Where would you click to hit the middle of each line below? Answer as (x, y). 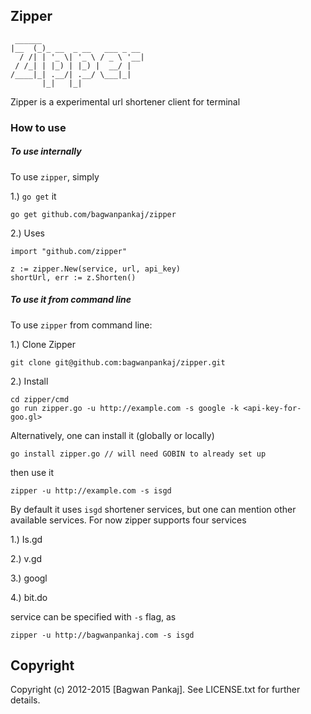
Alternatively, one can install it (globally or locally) (112, 435)
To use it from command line (71, 300)
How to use (38, 127)
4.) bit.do (29, 597)
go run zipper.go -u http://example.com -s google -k (125, 408)
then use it (32, 472)
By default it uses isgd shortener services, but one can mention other (153, 509)
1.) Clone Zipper (43, 344)
